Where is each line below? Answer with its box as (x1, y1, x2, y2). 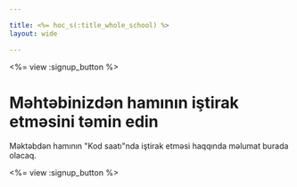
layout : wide (9, 28, 58, 38)
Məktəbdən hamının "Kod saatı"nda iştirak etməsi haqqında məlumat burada (9, 141, 289, 151)
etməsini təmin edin (9, 111, 159, 132)
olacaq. (9, 150, 37, 161)
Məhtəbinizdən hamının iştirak (9, 93, 239, 112)
